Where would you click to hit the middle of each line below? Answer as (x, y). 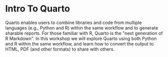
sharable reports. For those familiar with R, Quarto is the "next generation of (84, 33)
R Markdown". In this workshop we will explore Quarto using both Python (81, 38)
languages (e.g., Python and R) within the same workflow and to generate (82, 27)
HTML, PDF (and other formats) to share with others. (60, 49)
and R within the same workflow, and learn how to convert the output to (79, 43)
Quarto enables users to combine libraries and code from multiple (74, 22)
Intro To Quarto (38, 9)
